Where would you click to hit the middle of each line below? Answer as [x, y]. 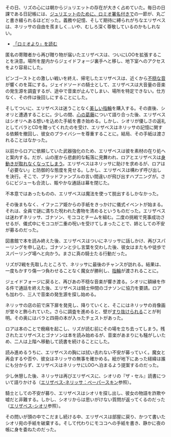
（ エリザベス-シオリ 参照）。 [34, 406]
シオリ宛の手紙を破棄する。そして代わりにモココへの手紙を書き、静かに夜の [85, 423]
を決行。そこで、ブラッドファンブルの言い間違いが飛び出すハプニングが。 [83, 176]
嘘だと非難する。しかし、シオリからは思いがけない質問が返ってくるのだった [85, 400]
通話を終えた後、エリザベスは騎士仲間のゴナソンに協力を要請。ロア [90, 288]
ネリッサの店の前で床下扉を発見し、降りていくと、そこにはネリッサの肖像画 [85, 305]
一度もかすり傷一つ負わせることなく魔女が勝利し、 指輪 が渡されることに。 [83, 271]
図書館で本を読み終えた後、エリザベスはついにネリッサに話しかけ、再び [81, 241]
